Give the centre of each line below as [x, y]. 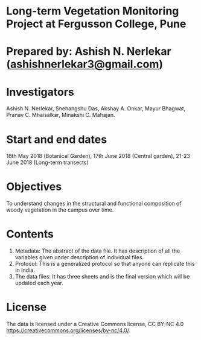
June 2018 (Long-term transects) [47, 162]
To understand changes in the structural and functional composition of [94, 204]
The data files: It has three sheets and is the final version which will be [102, 277]
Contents [30, 234]
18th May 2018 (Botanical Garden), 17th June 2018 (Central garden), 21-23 [98, 156]
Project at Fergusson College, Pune [96, 24]
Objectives [34, 187]
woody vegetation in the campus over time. [60, 210]
